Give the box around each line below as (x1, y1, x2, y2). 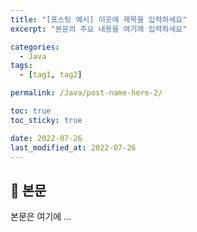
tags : (10, 61, 33, 71)
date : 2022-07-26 (10, 133, 83, 143)
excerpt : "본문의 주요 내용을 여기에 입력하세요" (10, 24, 188, 34)
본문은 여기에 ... (10, 211, 72, 223)
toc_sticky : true (10, 115, 83, 125)
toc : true (10, 106, 52, 116)
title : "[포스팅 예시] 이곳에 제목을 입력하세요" (10, 14, 188, 25)
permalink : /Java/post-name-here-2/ (10, 88, 163, 98)
